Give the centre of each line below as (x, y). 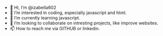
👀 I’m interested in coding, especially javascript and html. (68, 13)
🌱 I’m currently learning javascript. (45, 18)
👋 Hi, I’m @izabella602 (33, 8)
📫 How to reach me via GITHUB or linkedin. (55, 28)
